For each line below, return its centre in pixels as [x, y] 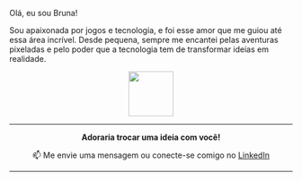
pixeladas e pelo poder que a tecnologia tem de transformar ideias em [139, 49]
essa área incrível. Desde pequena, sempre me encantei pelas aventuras [144, 40]
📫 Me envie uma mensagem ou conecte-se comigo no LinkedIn [151, 155]
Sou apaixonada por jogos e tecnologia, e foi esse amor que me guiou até [146, 30]
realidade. [28, 59]
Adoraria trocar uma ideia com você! [151, 137]
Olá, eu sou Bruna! [44, 13]
